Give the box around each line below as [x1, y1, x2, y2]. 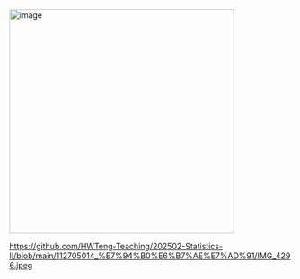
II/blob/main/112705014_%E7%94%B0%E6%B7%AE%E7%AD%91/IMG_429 [9, 250, 291, 261]
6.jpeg [9, 260, 33, 270]
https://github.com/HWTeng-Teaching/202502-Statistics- [9, 241, 223, 251]
